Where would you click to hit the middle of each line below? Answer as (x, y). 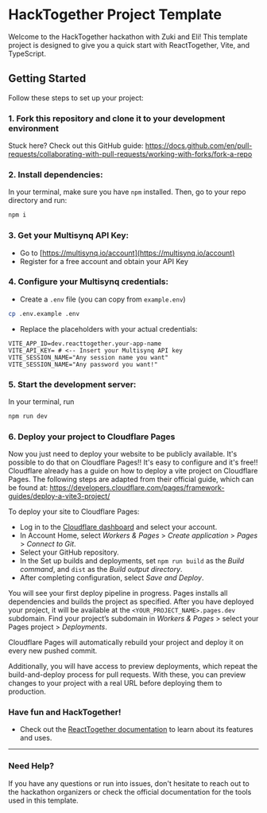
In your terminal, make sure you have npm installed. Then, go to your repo (127, 192)
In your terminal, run (41, 401)
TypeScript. (27, 53)
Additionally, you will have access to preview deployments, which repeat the (133, 667)
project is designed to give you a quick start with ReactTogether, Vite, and (129, 45)
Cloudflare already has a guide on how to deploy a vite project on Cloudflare (133, 471)
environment (34, 128)
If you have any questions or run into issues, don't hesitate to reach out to (129, 783)
